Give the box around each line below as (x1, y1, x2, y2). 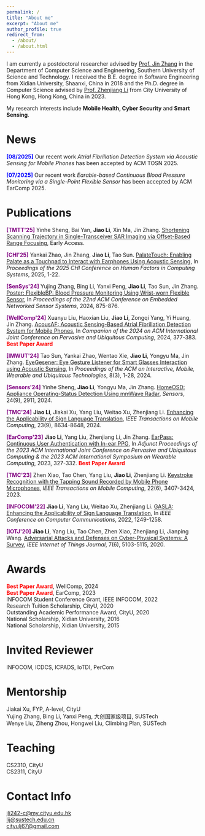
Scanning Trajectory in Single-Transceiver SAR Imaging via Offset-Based (6, 233, 191, 240)
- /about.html (12, 44, 48, 50)
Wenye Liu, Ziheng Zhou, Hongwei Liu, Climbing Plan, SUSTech (6, 719, 167, 727)
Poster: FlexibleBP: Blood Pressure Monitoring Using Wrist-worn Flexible (6, 289, 190, 296)
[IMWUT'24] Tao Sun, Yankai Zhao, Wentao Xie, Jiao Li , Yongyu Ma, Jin (6, 352, 189, 359)
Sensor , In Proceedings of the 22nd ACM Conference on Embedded (6, 295, 178, 303)
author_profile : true (6, 26, 62, 33)
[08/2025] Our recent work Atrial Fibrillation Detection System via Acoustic (6, 153, 198, 160)
